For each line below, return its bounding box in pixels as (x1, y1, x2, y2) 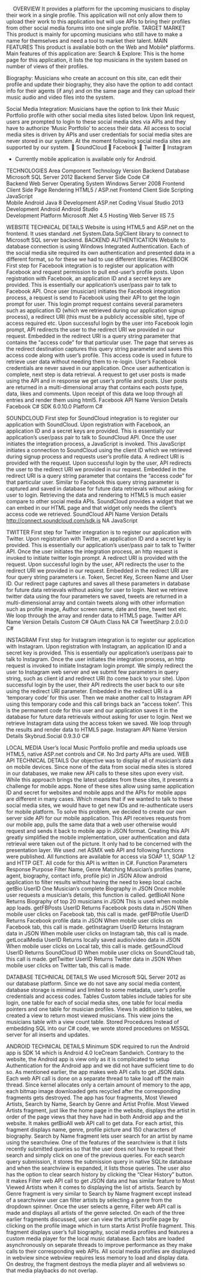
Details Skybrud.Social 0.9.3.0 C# (6, 732, 89, 739)
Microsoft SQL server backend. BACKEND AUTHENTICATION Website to (6, 236, 186, 243)
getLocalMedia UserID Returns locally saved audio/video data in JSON (6, 936, 181, 943)
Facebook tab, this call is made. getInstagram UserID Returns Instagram (6, 923, 184, 930)
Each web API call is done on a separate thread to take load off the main (6, 1075, 185, 1082)
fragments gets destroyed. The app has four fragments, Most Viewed (6, 1094, 178, 1101)
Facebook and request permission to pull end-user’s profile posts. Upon (6, 268, 184, 275)
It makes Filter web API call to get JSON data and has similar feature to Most (6, 1178, 195, 1184)
